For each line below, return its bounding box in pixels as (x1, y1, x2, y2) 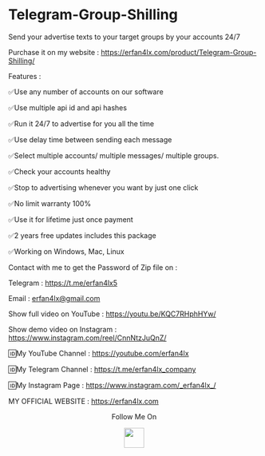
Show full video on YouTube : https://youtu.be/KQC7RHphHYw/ (8, 309, 217, 319)
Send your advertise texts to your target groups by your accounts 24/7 (8, 32, 241, 42)
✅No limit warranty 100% (8, 198, 92, 208)
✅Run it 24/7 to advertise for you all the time (8, 118, 155, 129)
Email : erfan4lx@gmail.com (8, 293, 101, 303)
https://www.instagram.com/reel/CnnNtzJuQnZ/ (8, 333, 167, 343)
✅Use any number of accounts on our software (8, 86, 164, 97)
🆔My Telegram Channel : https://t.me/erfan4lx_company (8, 364, 196, 374)
